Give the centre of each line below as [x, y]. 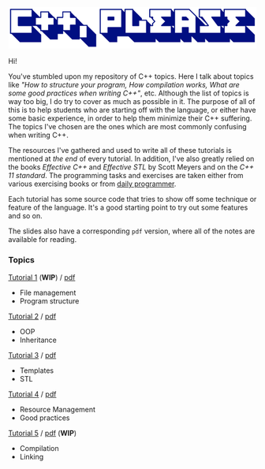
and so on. [26, 216]
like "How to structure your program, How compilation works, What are [124, 85]
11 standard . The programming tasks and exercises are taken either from [126, 176]
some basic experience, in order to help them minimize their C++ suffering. [130, 118]
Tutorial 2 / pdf [32, 316]
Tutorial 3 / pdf [32, 355]
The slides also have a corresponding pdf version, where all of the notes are [132, 231]
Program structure [49, 301]
